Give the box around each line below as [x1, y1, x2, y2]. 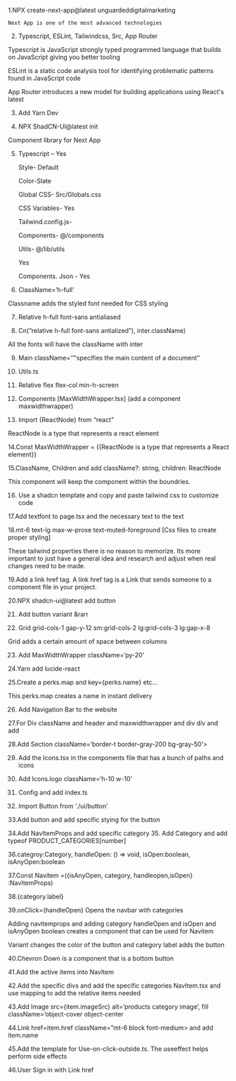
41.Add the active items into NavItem [8, 968, 114, 976]
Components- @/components [18, 231, 105, 240]
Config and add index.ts [18, 788, 88, 797]
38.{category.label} [8, 892, 64, 900]
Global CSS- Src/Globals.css [18, 190, 101, 199]
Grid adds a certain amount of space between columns [8, 637, 168, 646]
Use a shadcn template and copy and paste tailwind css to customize [18, 491, 219, 499]
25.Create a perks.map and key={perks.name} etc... [8, 678, 158, 686]
